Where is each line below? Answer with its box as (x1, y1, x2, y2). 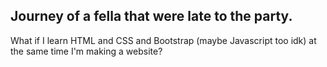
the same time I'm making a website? (10, 45, 163, 57)
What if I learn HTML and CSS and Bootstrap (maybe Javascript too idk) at (10, 34, 317, 46)
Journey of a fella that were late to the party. (10, 8, 293, 25)
